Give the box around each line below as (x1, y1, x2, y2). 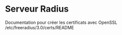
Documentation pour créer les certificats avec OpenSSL (5, 19, 118, 25)
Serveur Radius (5, 3, 69, 15)
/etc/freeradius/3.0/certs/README (5, 24, 74, 30)
